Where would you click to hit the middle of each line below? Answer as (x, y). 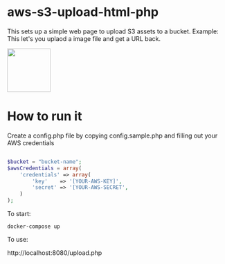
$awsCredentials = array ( (44, 168)
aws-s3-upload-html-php (83, 12)
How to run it (45, 116)
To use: (18, 239)
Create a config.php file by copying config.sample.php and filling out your (112, 135)
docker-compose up (34, 226)
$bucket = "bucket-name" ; (44, 162)
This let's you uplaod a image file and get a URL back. (84, 38)
